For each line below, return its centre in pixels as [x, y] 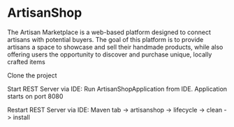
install [21, 117]
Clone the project [32, 75]
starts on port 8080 [35, 96]
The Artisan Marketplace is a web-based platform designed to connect [109, 32]
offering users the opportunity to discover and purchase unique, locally [110, 54]
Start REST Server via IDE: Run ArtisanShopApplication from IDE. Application [117, 89]
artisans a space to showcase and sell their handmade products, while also [115, 47]
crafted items [26, 61]
